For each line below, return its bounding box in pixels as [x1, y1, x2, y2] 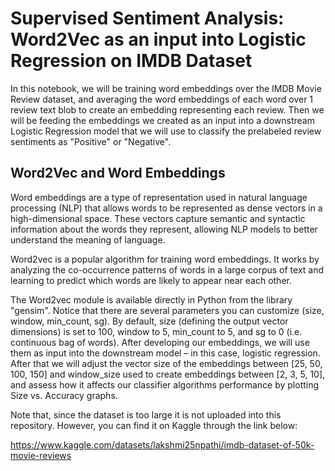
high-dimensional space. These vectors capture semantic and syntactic [10, 212, 306, 224]
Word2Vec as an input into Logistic [10, 28, 307, 51]
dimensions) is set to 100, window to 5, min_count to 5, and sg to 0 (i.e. [10, 325, 303, 337]
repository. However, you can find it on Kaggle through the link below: [10, 419, 298, 431]
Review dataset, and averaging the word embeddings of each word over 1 [10, 93, 314, 105]
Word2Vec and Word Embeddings [10, 165, 226, 182]
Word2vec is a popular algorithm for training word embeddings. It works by [10, 253, 320, 265]
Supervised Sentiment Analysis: [10, 7, 285, 30]
